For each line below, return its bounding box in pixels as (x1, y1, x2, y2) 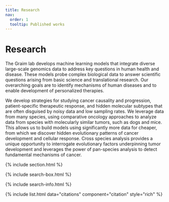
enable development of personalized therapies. (5, 88, 104, 94)
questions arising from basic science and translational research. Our (5, 77, 149, 83)
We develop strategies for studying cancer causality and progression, (5, 97, 152, 104)
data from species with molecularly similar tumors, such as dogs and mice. (5, 119, 162, 125)
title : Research (5, 7, 40, 13)
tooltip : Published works (10, 21, 65, 27)
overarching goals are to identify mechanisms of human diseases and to (5, 82, 157, 88)
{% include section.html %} (5, 162, 63, 168)
